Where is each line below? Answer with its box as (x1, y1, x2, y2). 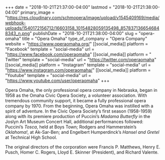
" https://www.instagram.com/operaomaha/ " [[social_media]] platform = (5, 67, 151, 73)
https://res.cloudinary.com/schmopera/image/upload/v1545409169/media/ (7, 15, 160, 20)
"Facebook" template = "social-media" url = (5, 46, 95, 52)
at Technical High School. (5, 134, 57, 140)
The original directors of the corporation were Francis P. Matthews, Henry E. (5, 144, 161, 150)
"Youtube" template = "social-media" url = (5, 73, 91, 78)
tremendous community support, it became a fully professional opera (5, 98, 146, 103)
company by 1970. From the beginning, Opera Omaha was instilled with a (5, 103, 154, 109)
